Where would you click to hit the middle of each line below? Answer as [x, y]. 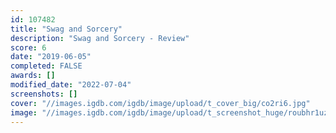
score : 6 [28, 47]
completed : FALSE [46, 66]
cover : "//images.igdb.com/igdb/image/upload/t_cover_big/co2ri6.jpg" [160, 103]
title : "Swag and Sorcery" [66, 29]
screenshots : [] [44, 94]
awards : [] [33, 76]
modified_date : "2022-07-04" [71, 85]
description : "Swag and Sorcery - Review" [100, 38]
